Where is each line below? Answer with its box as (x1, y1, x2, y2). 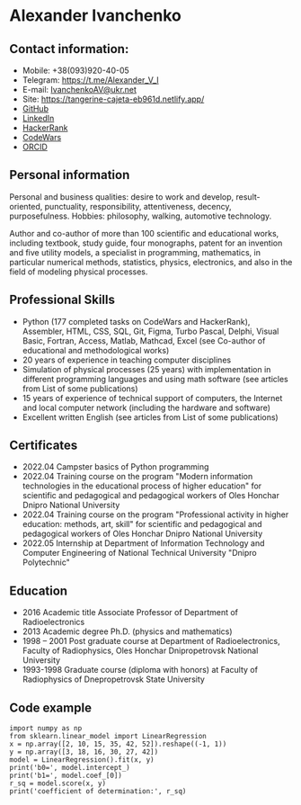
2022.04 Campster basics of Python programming (22, 461, 209, 472)
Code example (9, 700, 93, 715)
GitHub (22, 103, 49, 113)
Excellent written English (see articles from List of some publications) (22, 411, 279, 423)
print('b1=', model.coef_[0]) (9, 771, 123, 781)
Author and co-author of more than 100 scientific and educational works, (9, 228, 279, 238)
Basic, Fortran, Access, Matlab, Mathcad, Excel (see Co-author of (22, 335, 266, 346)
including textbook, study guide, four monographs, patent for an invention (9, 237, 283, 248)
